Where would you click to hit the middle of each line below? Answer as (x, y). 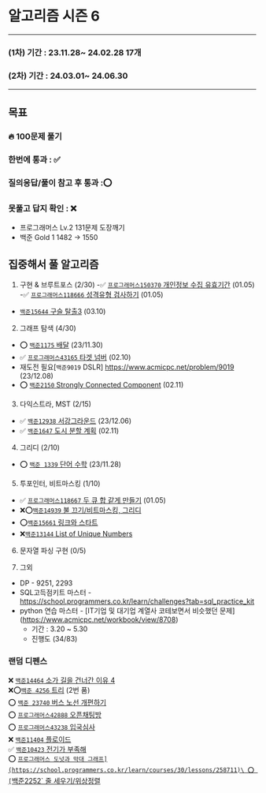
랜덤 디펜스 (28, 661)
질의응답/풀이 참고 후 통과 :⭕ (60, 183)
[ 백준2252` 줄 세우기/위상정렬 (54, 780)
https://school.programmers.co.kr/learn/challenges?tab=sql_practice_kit (137, 601)
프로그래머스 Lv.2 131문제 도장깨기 (72, 227)
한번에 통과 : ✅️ (35, 160)
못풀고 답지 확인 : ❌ (42, 208)
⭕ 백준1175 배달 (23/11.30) (61, 345)
